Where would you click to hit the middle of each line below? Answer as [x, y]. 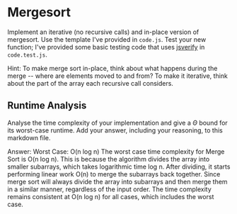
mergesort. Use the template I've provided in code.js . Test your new [107, 39]
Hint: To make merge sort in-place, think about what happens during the [112, 68]
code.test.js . [27, 55]
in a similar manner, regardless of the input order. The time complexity [110, 189]
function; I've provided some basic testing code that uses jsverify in [106, 47]
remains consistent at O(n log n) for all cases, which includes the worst [111, 196]
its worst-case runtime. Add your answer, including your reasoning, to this [115, 130]
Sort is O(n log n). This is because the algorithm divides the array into [109, 159]
